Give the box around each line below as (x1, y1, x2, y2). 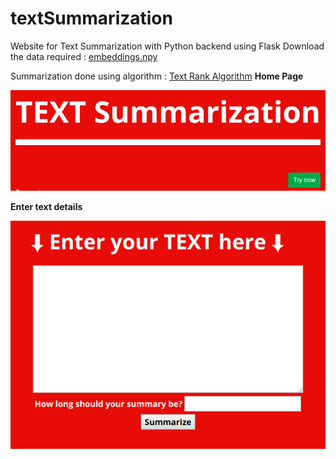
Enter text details (10, 200, 83, 212)
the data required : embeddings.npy (10, 50, 158, 62)
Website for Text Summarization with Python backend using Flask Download (10, 40, 325, 52)
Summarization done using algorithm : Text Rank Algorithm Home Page (10, 70, 304, 82)
